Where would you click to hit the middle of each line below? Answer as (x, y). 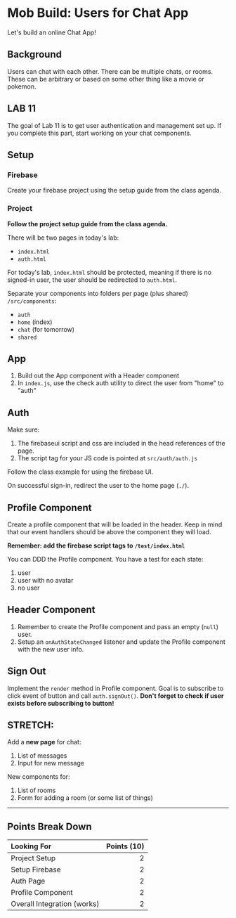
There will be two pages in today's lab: (63, 238)
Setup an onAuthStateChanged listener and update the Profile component (122, 642)
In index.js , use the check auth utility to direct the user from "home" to (120, 383)
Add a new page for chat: (44, 742)
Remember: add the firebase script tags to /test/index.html (96, 545)
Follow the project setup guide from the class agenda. (87, 224)
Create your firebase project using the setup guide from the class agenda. (114, 190)
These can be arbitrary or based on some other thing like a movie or (106, 79)
